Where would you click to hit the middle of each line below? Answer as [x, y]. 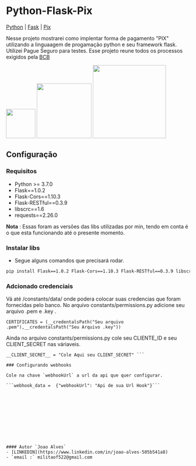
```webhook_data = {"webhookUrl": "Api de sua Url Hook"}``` [83, 386]
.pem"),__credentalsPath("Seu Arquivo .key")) [64, 327]
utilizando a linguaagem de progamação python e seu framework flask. [92, 44]
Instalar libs [23, 248]
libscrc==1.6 [29, 209]
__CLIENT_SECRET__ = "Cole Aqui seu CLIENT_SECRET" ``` [75, 355]
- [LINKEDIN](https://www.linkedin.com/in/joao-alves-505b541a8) [87, 452]
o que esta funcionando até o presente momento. [66, 233]
